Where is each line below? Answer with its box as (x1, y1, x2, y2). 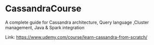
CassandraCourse (5, 3, 82, 14)
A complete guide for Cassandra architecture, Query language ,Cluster (5, 19, 150, 25)
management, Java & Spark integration (5, 24, 85, 30)
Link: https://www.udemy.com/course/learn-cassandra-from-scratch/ (5, 34, 148, 40)
